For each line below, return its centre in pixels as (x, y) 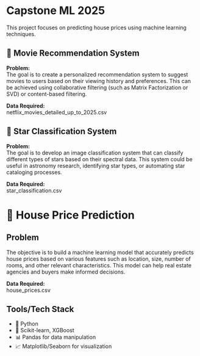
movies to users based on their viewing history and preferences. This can (98, 81)
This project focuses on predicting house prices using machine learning (97, 27)
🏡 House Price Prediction (71, 215)
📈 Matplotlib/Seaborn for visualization (63, 346)
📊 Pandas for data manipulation (55, 337)
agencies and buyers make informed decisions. (66, 272)
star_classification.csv (34, 191)
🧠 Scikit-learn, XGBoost (45, 330)
